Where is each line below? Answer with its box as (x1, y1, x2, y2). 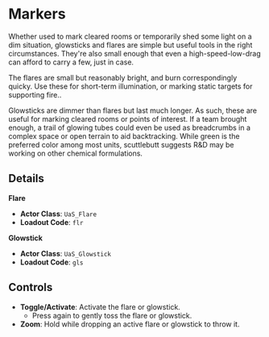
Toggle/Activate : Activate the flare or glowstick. (19, 302, 181, 311)
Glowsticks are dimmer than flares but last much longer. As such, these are (8, 106, 258, 115)
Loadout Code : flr (19, 217, 84, 227)
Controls (8, 281, 53, 294)
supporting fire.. (8, 89, 62, 99)
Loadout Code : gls (19, 257, 84, 267)
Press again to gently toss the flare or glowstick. (31, 310, 192, 320)
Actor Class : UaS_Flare (19, 209, 97, 218)
